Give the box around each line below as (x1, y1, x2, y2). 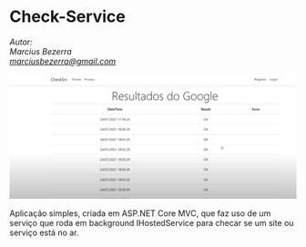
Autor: (9, 36, 34, 47)
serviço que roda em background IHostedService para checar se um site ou (9, 217, 294, 228)
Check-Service (9, 6, 126, 27)
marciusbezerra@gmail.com (9, 55, 117, 66)
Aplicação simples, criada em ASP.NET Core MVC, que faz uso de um (9, 207, 271, 219)
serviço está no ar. (9, 227, 79, 238)
